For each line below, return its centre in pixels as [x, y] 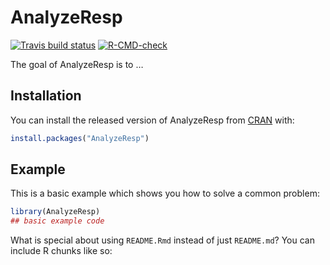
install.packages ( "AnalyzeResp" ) [80, 138]
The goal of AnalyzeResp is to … [77, 64]
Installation [46, 96]
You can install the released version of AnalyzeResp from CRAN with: [152, 120]
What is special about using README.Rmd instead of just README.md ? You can [162, 240]
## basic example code [57, 221]
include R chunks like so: [61, 251]
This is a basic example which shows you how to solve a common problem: [165, 193]
